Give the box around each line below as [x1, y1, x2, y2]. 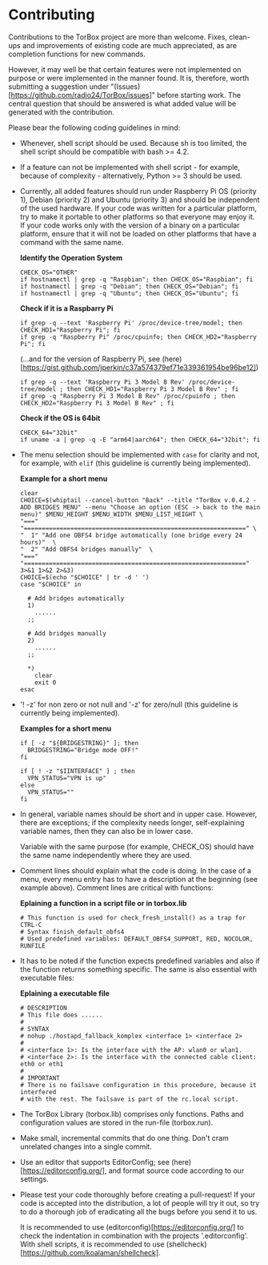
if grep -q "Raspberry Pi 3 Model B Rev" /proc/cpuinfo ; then [19, 392, 236, 400]
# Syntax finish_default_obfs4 [19, 928, 125, 936]
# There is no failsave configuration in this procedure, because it [19, 1081, 258, 1089]
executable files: [19, 973, 74, 982]
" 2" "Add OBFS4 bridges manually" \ [19, 545, 154, 554]
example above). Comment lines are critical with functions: [19, 883, 214, 892]
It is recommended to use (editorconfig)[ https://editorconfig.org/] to [19, 1222, 244, 1231]
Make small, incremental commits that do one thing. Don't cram [19, 1133, 230, 1142]
